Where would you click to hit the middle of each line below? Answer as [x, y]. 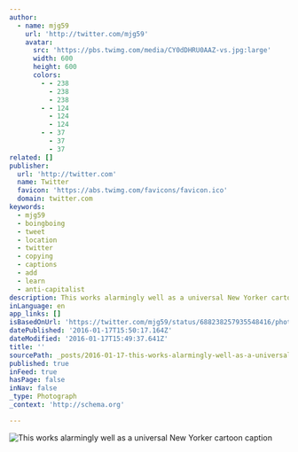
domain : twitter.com [55, 199]
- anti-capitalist [51, 289]
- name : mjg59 [43, 26]
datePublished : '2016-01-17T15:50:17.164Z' [91, 331]
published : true [39, 363]
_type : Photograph [43, 397]
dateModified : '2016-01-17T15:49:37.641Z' [89, 339]
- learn [31, 281]
